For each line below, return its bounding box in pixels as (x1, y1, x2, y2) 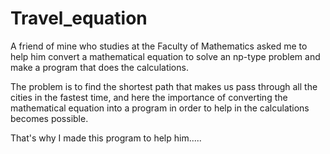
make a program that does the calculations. (10, 61, 189, 73)
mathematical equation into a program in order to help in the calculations (10, 102, 310, 114)
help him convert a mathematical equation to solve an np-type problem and (10, 50, 321, 62)
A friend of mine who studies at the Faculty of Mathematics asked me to (10, 40, 308, 52)
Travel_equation (10, 7, 148, 30)
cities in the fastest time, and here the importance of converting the (10, 91, 288, 103)
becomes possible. (10, 112, 89, 124)
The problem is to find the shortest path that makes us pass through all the (10, 80, 318, 92)
